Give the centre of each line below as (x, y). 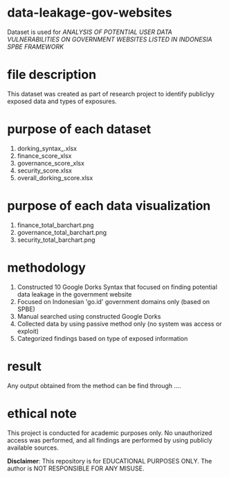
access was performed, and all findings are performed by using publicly (110, 440)
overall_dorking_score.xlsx (55, 177)
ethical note (42, 413)
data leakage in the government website (74, 294)
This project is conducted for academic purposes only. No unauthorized (110, 433)
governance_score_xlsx (51, 163)
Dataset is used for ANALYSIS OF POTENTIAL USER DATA (90, 32)
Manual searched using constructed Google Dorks (89, 316)
